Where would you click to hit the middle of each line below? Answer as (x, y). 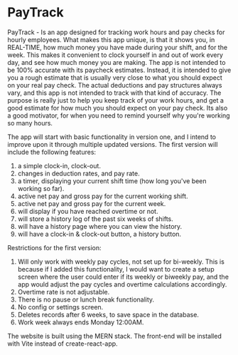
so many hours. (30, 123)
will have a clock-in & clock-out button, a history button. (99, 234)
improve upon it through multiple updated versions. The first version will (113, 144)
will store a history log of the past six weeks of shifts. (96, 219)
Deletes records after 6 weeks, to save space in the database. (108, 314)
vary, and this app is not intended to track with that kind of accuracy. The (114, 93)
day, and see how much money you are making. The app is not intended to (117, 62)
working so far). (41, 188)
